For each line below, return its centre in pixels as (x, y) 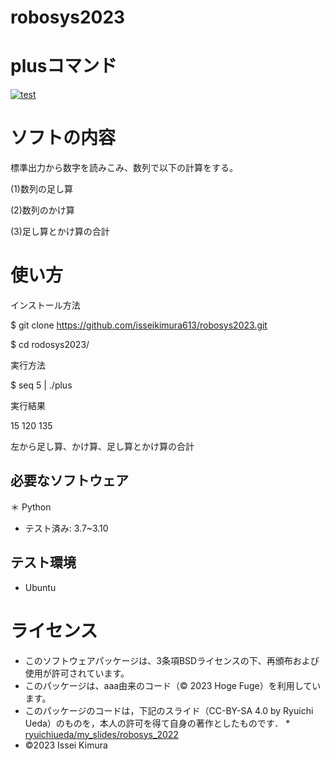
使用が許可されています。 (77, 673)
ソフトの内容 (63, 138)
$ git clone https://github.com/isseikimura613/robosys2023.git (139, 325)
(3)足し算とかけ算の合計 (60, 232)
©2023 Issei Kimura (66, 745)
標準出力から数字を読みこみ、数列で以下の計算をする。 (124, 168)
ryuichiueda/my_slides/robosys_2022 (101, 734)
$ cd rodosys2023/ (50, 344)
